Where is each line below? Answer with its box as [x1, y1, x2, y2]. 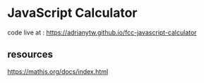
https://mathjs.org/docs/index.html [7, 67, 109, 75]
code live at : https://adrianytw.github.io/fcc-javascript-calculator [7, 28, 197, 37]
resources [7, 49, 53, 60]
